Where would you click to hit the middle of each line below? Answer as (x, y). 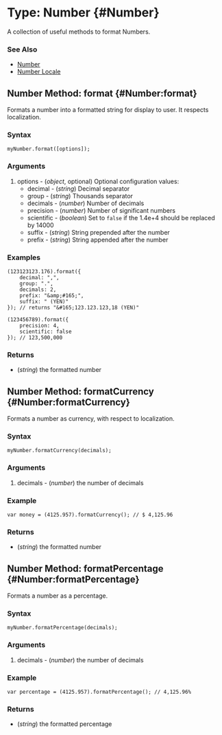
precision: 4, (39, 325)
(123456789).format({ (38, 319)
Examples (24, 257)
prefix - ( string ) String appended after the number (98, 240)
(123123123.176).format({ (44, 271)
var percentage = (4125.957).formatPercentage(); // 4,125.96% (99, 692)
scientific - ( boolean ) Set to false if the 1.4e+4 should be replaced (121, 218)
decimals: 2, (38, 290)
